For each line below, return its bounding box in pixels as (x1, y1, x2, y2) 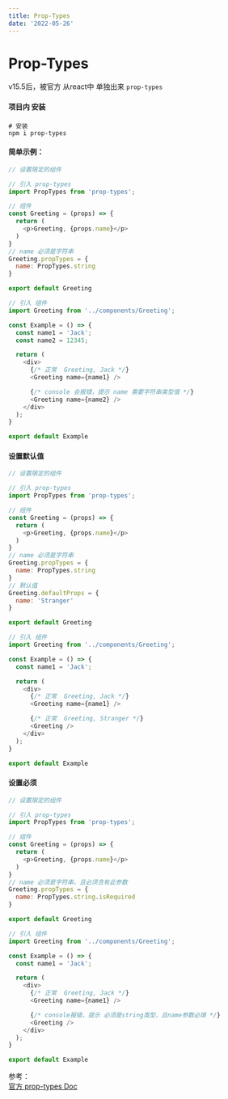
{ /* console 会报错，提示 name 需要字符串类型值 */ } (29, 387, 194, 396)
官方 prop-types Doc (8, 1081, 78, 1092)
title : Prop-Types (8, 11, 70, 20)
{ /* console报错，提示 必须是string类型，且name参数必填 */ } (29, 1011, 221, 1019)
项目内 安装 (8, 102, 46, 112)
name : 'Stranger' (15, 596, 74, 605)
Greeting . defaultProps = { (8, 589, 99, 597)
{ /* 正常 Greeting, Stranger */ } (29, 715, 144, 723)
